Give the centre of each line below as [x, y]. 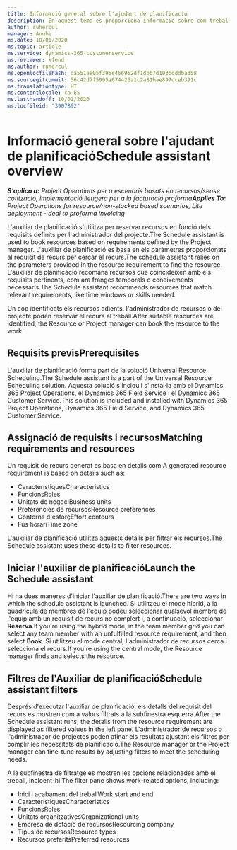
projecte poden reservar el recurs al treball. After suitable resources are [110, 316]
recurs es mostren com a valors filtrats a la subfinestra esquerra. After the [114, 714]
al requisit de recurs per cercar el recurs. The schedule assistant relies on [114, 257]
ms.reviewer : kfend [36, 60]
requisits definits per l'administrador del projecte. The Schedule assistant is [116, 234]
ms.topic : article [34, 47]
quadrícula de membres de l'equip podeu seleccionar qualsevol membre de [117, 611]
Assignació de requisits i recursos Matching [105, 438]
